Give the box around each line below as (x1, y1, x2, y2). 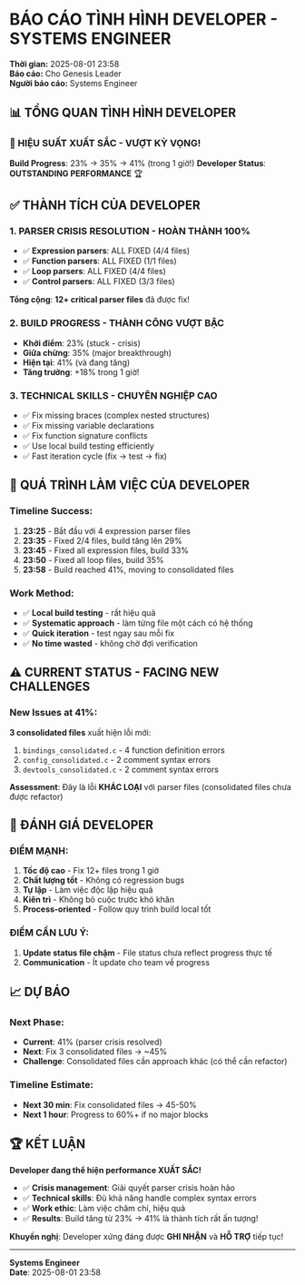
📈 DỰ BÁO (9, 984, 71, 999)
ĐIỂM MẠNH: (9, 845, 69, 857)
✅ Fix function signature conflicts (22, 430, 148, 440)
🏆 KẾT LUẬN (9, 1136, 86, 1152)
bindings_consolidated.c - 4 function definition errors (22, 745, 225, 756)
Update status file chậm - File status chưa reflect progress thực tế (22, 947, 272, 958)
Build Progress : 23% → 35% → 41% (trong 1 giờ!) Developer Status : (9, 157, 266, 168)
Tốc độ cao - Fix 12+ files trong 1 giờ (22, 865, 160, 876)
